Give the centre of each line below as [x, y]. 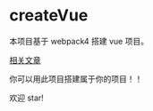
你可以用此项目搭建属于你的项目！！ [76, 79]
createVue [49, 16]
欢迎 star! [27, 98]
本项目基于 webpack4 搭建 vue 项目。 [79, 41]
